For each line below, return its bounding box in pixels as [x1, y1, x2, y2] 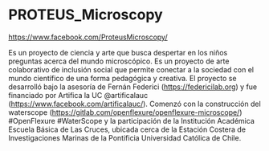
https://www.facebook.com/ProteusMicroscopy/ [8, 32, 168, 42]
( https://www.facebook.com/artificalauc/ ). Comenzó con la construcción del [8, 99, 261, 108]
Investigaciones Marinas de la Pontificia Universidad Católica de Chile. [8, 133, 242, 142]
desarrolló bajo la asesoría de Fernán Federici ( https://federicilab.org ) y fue [8, 82, 258, 92]
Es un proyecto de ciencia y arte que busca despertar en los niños [8, 47, 228, 57]
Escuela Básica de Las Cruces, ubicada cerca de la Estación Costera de [8, 124, 247, 134]
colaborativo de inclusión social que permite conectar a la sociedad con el [8, 64, 255, 74]
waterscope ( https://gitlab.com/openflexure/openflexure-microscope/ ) [8, 107, 243, 117]
